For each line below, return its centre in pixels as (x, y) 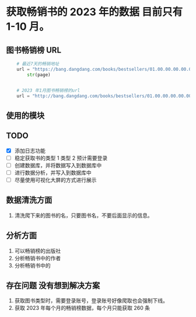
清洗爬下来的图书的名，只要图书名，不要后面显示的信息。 (83, 215)
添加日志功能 (30, 150)
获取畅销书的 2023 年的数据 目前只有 (94, 12)
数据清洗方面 (29, 200)
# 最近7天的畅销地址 (38, 64)
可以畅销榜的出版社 (38, 251)
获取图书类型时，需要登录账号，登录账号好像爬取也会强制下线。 (91, 301)
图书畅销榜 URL (34, 50)
